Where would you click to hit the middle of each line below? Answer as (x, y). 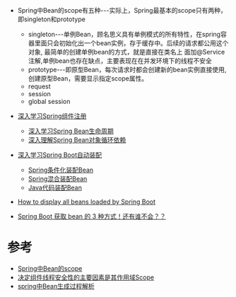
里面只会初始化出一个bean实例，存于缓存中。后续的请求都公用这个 (131, 43)
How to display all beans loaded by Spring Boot (87, 202)
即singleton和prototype (52, 19)
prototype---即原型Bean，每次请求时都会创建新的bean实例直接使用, (127, 70)
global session (49, 101)
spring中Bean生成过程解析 (56, 286)
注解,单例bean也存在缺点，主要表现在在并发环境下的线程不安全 (120, 61)
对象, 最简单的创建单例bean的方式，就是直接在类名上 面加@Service (126, 52)
